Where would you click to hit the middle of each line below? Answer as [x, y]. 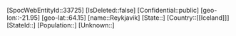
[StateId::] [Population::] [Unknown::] [61, 25]
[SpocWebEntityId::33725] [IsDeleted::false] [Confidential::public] [103, 10]
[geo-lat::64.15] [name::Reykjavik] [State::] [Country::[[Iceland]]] [135, 18]
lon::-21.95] [24, 18]
